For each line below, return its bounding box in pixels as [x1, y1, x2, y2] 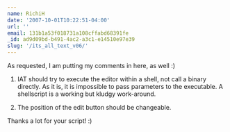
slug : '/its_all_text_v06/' [7, 42, 89, 49]
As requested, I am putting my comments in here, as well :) [7, 62, 176, 69]
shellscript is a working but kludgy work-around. [17, 90, 156, 98]
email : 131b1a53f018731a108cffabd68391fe [7, 29, 129, 37]
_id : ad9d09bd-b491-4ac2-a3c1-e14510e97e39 [7, 36, 135, 43]
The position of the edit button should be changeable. [17, 104, 172, 111]
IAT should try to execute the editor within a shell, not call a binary [17, 75, 207, 83]
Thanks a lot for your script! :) [7, 117, 92, 125]
